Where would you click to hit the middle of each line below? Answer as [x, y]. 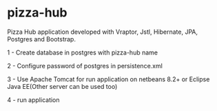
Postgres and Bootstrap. [41, 39]
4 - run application [33, 100]
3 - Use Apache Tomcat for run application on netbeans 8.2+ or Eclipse [108, 79]
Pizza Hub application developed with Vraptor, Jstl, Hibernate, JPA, [103, 32]
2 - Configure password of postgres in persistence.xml [85, 65]
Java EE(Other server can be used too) [62, 86]
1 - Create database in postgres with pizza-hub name [83, 52]
